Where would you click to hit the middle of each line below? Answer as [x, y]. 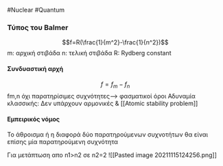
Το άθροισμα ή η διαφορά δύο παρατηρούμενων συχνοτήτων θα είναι [108, 134]
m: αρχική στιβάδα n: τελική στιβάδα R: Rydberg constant [89, 53]
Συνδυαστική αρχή [35, 68]
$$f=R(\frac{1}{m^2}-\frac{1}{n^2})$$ [115, 42]
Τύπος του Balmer [38, 27]
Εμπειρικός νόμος [34, 119]
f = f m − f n [115, 85]
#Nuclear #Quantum [36, 10]
